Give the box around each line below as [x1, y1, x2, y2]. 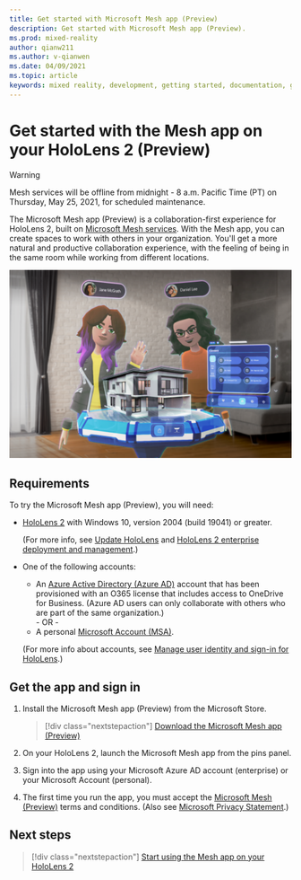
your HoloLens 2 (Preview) [9, 139, 211, 160]
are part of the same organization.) [35, 607, 165, 619]
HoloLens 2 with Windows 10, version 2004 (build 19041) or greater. [21, 517, 273, 528]
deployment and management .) [21, 544, 139, 555]
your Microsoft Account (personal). [21, 774, 152, 785]
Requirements [9, 476, 90, 491]
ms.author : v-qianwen [9, 52, 90, 62]
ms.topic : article [9, 72, 78, 81]
